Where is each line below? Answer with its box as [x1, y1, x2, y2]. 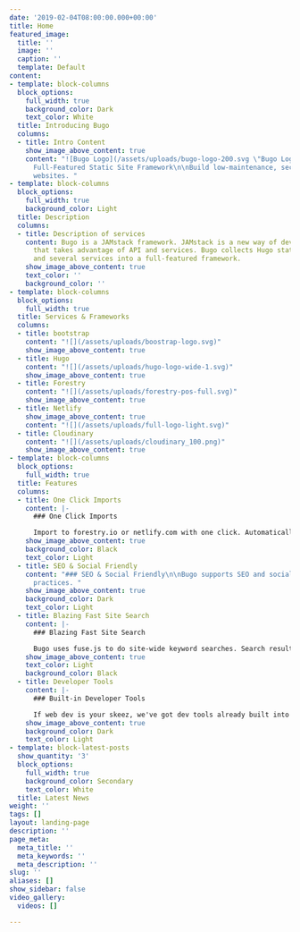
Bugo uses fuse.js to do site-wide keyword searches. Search [32, 644, 266, 653]
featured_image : [9, 30, 70, 38]
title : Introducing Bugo [17, 122, 110, 131]
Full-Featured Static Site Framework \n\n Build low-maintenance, [32, 163, 278, 172]
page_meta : [9, 835, 50, 843]
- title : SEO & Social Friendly [17, 561, 138, 571]
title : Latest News [17, 793, 90, 802]
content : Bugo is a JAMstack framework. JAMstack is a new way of [25, 238, 278, 247]
